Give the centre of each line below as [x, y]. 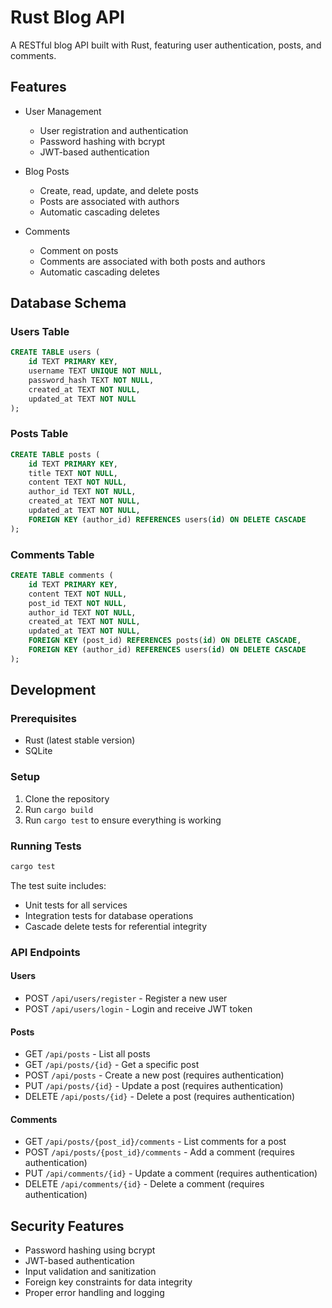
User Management [63, 111]
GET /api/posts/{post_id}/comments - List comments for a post [155, 1142]
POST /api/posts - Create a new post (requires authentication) [154, 1075]
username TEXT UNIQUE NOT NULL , [95, 371]
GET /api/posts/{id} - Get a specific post [112, 1065]
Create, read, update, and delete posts [119, 190]
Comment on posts [79, 250]
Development [53, 690]
